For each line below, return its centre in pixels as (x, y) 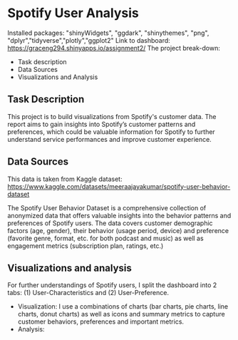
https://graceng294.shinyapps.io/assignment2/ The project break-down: (114, 48)
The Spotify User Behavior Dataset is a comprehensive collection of (107, 207)
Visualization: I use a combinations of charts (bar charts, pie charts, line (123, 306)
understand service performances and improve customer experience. (109, 139)
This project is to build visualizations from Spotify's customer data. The (112, 116)
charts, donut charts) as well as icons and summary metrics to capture (121, 314)
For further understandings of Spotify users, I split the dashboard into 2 (112, 285)
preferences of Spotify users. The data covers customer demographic (110, 223)
